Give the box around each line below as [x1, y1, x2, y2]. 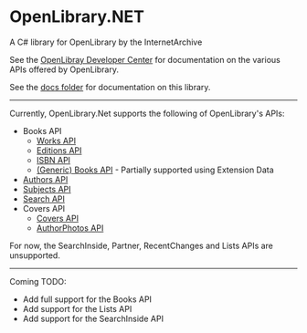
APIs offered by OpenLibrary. [9, 64, 119, 75]
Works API [36, 135, 76, 146]
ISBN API [36, 154, 71, 165]
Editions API [36, 144, 82, 156]
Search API [22, 193, 66, 204]
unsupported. [9, 249, 61, 261]
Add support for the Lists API [22, 303, 132, 314]
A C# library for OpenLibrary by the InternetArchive [9, 36, 203, 47]
